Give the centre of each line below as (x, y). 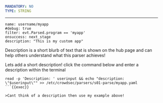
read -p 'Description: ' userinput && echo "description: (65, 79)
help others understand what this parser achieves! (55, 55)
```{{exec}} (17, 87)
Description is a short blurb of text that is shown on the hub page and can (79, 50)
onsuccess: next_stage (28, 37)
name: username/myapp (27, 24)
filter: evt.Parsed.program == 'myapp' (45, 33)
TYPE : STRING (18, 11)
